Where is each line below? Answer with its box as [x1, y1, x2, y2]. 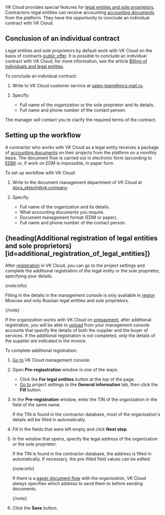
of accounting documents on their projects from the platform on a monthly [5, 149, 157, 155]
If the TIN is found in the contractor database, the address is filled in [12, 451, 152, 457]
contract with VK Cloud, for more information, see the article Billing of [5, 58, 148, 64]
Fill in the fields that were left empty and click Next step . [12, 426, 128, 432]
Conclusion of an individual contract [5, 34, 120, 43]
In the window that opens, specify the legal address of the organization [12, 436, 158, 442]
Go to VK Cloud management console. [12, 357, 91, 363]
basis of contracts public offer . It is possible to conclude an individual [5, 53, 147, 59]
